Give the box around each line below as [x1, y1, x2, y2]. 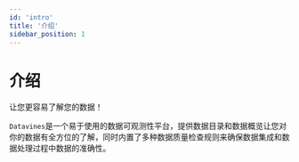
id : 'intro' [9, 12, 53, 22]
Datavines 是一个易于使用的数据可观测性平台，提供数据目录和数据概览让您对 [9, 121, 287, 132]
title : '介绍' [9, 21, 60, 30]
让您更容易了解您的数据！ [9, 101, 103, 112]
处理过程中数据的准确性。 [16, 143, 111, 154]
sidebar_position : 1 [9, 29, 86, 38]
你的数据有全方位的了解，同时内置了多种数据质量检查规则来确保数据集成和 [9, 132, 282, 142]
